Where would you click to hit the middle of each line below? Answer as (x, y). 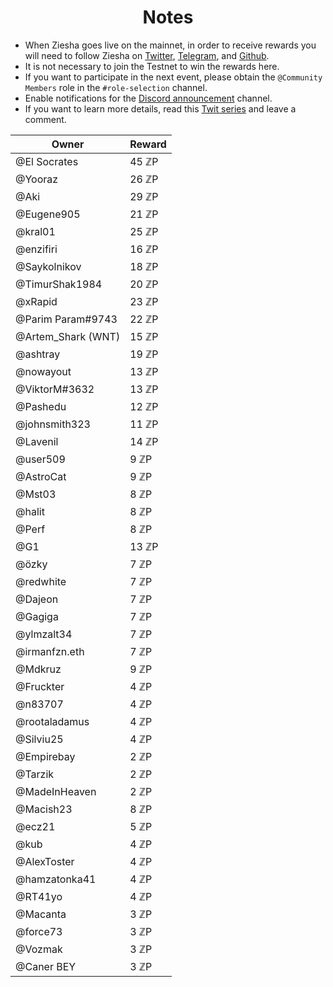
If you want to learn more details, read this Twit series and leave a (160, 108)
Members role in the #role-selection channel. (116, 87)
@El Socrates (47, 161)
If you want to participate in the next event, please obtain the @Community (173, 77)
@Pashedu (41, 406)
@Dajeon (37, 599)
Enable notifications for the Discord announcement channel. (148, 98)
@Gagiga (37, 616)
